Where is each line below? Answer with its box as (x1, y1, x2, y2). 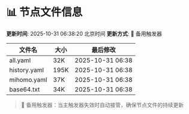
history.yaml (9, 66, 44, 74)
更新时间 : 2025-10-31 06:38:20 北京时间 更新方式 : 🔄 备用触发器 (6, 30, 162, 37)
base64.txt (9, 85, 40, 93)
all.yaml (9, 56, 31, 64)
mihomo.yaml (9, 75, 47, 84)
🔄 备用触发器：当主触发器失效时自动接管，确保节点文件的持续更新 (20, 101, 184, 108)
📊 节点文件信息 (6, 5, 83, 19)
